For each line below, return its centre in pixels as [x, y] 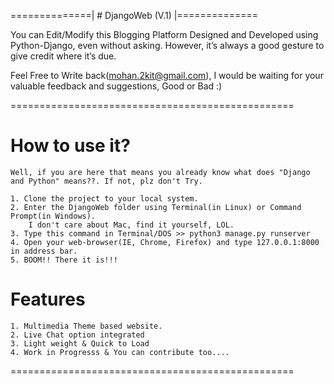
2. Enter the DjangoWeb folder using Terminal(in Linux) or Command [156, 207]
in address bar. [44, 251]
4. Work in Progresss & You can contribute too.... [120, 352]
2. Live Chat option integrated [77, 335]
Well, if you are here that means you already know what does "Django [160, 172]
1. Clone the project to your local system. [104, 198]
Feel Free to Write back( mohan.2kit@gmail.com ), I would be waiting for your [167, 75]
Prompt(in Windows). [53, 216]
